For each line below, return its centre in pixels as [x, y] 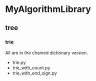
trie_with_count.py [31, 67]
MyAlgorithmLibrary [48, 9]
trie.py [19, 62]
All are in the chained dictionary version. [47, 52]
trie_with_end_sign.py [35, 73]
